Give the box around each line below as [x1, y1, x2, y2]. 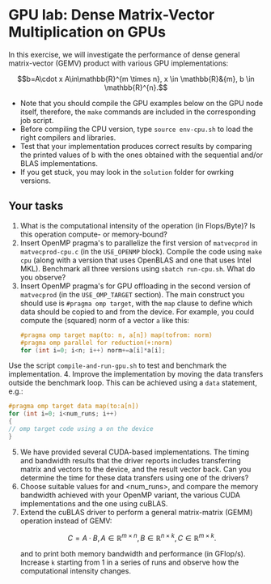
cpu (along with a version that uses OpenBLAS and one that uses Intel [19, 255, 252, 265]
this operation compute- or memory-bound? [19, 229, 167, 239]
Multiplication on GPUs [8, 23, 166, 41]
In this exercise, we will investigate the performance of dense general [8, 49, 240, 59]
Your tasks [8, 199, 64, 213]
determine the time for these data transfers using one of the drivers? [19, 472, 249, 483]
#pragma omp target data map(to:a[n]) [8, 403, 139, 411]
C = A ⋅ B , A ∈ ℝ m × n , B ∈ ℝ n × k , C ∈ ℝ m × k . [67, 531, 217, 543]
